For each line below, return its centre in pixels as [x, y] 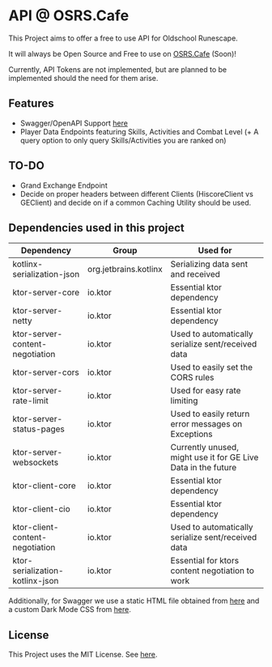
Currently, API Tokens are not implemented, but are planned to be [118, 69]
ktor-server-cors [46, 372]
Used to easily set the [212, 367]
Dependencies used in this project [96, 228]
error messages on [206, 424]
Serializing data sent [209, 264]
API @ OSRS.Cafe [69, 16]
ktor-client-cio [41, 509]
